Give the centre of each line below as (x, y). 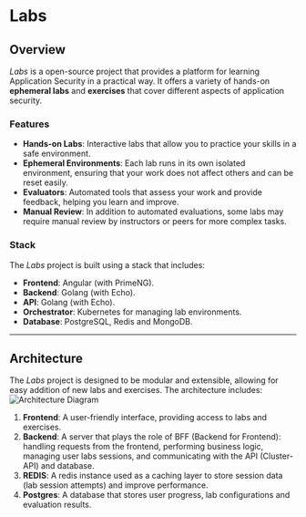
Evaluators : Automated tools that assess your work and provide (142, 192)
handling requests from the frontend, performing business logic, (143, 447)
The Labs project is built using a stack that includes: (107, 264)
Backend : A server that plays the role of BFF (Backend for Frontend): (152, 437)
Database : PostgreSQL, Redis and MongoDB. (107, 321)
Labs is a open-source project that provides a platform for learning (134, 71)
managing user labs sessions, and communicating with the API (140, 456)
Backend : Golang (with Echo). (79, 292)
